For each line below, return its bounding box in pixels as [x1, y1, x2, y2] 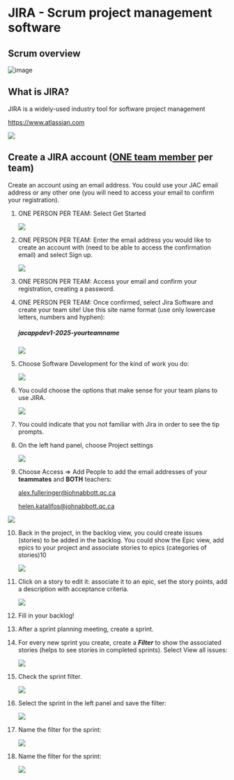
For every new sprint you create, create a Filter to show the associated [17, 638, 222, 646]
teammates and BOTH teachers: [17, 475, 112, 483]
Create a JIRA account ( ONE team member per [8, 151, 213, 163]
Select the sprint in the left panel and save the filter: [17, 698, 166, 707]
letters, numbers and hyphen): [17, 312, 105, 321]
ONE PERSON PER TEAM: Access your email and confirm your [17, 277, 198, 285]
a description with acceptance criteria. [17, 584, 129, 593]
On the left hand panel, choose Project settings [17, 441, 154, 449]
